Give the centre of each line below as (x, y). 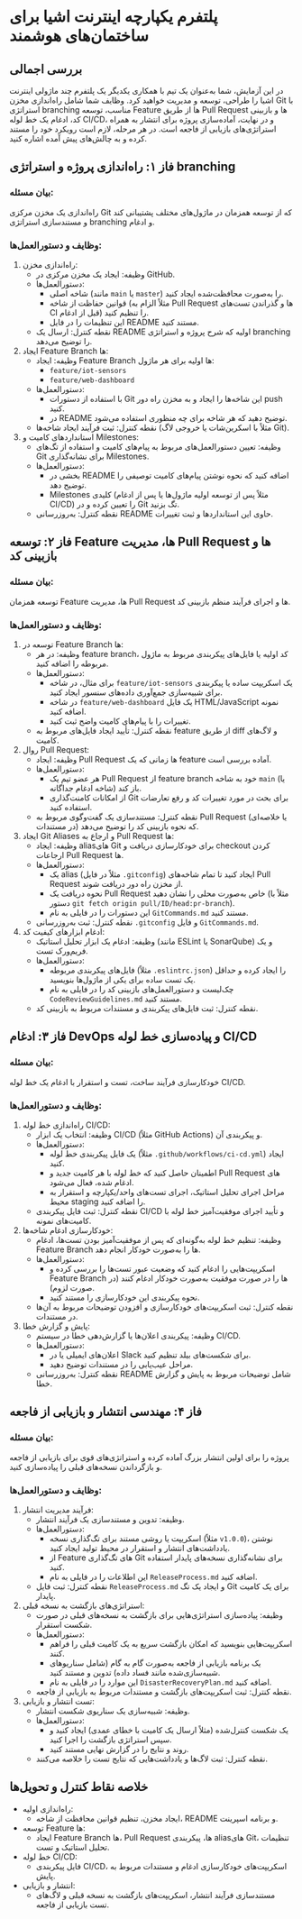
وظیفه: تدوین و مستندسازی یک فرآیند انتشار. (110, 1519)
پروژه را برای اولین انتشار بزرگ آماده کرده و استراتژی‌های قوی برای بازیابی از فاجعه (150, 1457)
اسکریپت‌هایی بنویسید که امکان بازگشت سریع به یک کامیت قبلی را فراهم (171, 1643)
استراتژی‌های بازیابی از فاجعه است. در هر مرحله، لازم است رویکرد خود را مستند (143, 129)
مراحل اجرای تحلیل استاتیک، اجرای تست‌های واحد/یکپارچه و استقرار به (167, 1192)
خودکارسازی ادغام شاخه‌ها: (68, 1230)
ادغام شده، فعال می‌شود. (92, 1182)
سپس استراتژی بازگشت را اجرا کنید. (111, 1739)
